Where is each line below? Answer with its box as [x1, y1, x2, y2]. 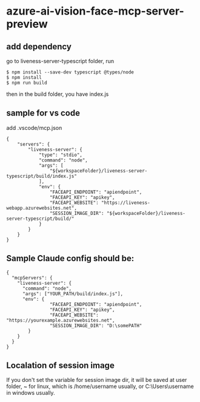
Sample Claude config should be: [6, 253, 135, 264]
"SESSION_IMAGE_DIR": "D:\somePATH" [49, 322, 142, 329]
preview [6, 17, 48, 31]
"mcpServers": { [12, 274, 53, 281]
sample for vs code [6, 108, 81, 118]
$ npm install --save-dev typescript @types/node [6, 69, 135, 75]
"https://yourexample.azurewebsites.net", [6, 317, 115, 323]
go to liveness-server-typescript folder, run [6, 58, 115, 64]
